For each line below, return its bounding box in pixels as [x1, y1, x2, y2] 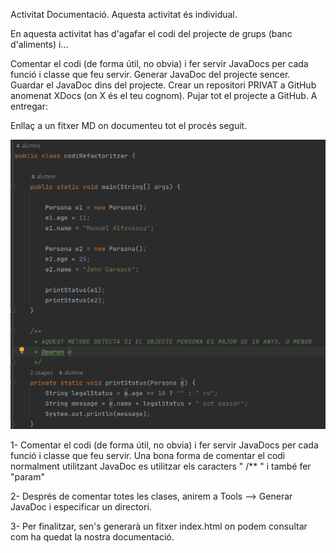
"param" [10, 471, 46, 483]
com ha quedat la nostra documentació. [10, 531, 175, 543]
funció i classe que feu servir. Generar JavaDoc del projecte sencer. [10, 69, 291, 80]
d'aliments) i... [10, 39, 69, 50]
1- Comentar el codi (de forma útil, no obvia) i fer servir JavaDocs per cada [10, 439, 319, 451]
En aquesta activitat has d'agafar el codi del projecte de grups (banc [10, 28, 293, 39]
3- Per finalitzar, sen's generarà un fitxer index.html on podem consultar [10, 520, 308, 533]
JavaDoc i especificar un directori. [10, 501, 152, 513]
